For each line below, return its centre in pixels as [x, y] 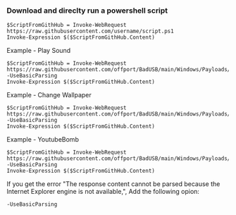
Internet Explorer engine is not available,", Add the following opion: [103, 192]
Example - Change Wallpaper [49, 95]
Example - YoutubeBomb [43, 140]
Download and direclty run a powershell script [87, 11]
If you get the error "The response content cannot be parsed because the [113, 184]
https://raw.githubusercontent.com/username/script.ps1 [90, 31]
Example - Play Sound [39, 51]
